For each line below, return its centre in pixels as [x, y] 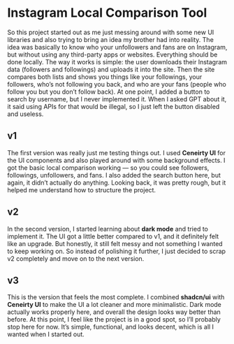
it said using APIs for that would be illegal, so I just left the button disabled [114, 106]
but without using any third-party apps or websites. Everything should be [112, 55]
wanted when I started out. [46, 334]
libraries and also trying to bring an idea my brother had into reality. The [111, 39]
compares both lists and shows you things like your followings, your [105, 77]
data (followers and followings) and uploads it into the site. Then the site [111, 69]
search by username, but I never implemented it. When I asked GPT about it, [117, 99]
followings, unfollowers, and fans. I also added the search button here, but [114, 175]
